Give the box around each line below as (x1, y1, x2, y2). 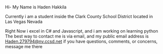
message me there (5, 44, 43, 49)
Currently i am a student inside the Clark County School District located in (5, 14, 153, 19)
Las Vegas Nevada (5, 19, 43, 24)
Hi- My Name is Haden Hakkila (5, 4, 67, 10)
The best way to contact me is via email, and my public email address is (5, 34, 149, 39)
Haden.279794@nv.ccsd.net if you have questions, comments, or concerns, (5, 38, 158, 44)
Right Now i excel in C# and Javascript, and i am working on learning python (5, 28, 158, 34)
